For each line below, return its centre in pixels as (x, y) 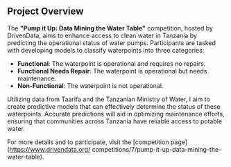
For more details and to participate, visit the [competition (88, 142)
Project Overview (45, 11)
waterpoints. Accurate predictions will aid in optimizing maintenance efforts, (116, 114)
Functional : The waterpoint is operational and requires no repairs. (111, 63)
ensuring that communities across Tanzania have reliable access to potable (115, 121)
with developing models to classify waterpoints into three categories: (106, 50)
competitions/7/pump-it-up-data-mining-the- (157, 149)
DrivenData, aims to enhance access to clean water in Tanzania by (102, 35)
